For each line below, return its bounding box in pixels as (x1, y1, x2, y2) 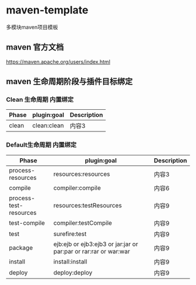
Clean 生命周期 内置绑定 (6, 96, 74, 104)
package (9, 244, 33, 252)
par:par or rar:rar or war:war (53, 247, 130, 255)
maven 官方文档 (6, 42, 64, 53)
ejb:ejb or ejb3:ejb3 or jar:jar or (53, 240, 138, 248)
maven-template (6, 4, 89, 17)
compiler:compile (53, 183, 101, 192)
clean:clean (32, 121, 64, 130)
